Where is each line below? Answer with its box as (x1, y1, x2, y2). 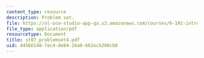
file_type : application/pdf (6, 25, 78, 32)
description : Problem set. (6, 14, 75, 21)
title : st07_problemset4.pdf (6, 37, 80, 43)
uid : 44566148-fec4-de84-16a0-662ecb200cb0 (6, 43, 118, 49)
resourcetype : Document (6, 31, 67, 37)
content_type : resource (6, 8, 67, 15)
